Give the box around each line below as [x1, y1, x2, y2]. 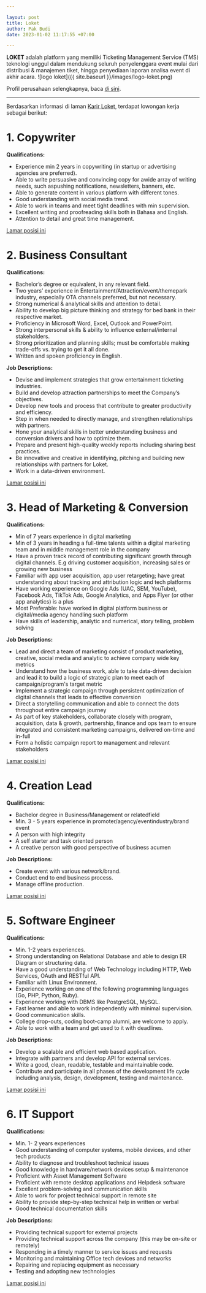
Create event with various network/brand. [15, 867, 121, 875]
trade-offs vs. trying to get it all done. [15, 346, 110, 353]
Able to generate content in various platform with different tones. [15, 189, 180, 196]
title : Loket [6, 20, 40, 26]
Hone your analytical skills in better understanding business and [15, 428, 178, 435]
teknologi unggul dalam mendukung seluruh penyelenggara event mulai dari [6, 60, 199, 67]
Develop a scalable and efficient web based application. [15, 1048, 157, 1055]
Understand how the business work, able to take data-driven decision [15, 667, 192, 675]
